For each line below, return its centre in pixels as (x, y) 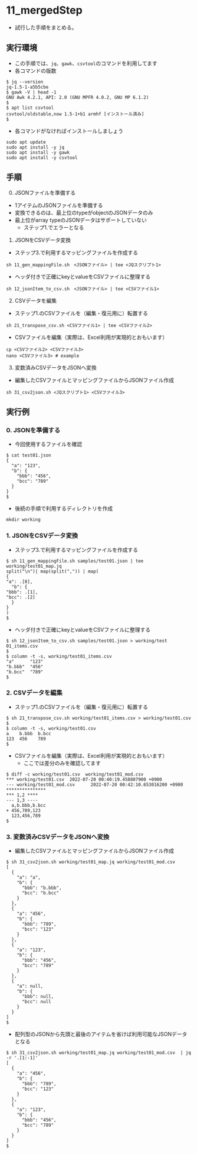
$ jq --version (25, 82)
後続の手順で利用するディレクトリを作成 (64, 509)
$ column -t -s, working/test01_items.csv (59, 656)
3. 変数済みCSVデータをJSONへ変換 (58, 836)
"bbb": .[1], (22, 592)
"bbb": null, (38, 997)
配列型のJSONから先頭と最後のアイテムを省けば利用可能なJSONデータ (101, 1034)
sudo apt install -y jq (35, 147)
